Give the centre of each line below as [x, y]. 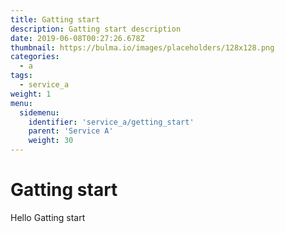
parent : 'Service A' [71, 131]
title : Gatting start [55, 19]
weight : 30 [51, 141]
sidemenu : [39, 112]
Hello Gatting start [48, 217]
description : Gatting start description [96, 29]
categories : [35, 57]
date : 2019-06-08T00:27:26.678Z [77, 38]
